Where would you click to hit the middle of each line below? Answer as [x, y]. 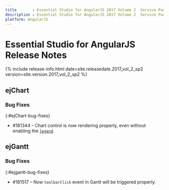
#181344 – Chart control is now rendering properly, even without [79, 125]
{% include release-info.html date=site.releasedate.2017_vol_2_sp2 [74, 69]
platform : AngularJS [27, 19]
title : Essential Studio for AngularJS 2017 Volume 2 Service [81, 10]
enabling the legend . [33, 131]
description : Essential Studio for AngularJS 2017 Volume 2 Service [81, 15]
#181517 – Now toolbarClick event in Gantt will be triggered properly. [84, 182]
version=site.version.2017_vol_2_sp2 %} [46, 74]
